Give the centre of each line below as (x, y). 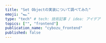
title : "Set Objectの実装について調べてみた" (48, 10)
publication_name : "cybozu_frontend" (44, 28)
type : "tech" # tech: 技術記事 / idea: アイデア (53, 19)
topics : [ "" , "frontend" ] (32, 23)
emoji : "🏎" (18, 14)
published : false (23, 33)
